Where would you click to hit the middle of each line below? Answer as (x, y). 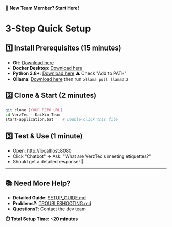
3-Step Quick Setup (48, 29)
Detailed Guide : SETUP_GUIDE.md (49, 198)
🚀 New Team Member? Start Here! (42, 8)
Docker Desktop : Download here (48, 68)
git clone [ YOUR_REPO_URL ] (34, 110)
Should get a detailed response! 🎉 (48, 162)
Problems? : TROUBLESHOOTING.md (52, 204)
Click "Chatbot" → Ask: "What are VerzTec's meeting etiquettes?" (82, 156)
